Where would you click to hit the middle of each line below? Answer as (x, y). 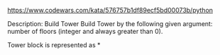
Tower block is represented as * (54, 45)
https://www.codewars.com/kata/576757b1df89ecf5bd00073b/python (110, 10)
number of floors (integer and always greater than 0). (85, 31)
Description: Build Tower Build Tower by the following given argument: (110, 24)
